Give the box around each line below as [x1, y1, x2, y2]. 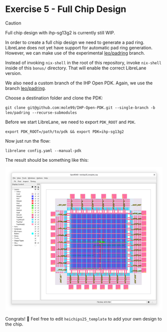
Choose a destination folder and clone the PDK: [5, 95, 103, 101]
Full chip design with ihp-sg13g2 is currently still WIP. [5, 29, 115, 35]
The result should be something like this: [5, 157, 89, 163]
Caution [5, 20, 21, 26]
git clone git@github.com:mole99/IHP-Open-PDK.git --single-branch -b [5, 105, 155, 110]
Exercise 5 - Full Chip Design [5, 3, 126, 15]
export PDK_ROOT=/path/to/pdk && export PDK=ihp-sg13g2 [5, 129, 124, 134]
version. [5, 70, 22, 76]
